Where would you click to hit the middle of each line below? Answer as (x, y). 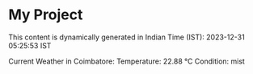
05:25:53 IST (30, 45)
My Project (46, 15)
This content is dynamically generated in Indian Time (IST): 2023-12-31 (126, 37)
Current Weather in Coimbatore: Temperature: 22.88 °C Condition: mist (126, 61)
